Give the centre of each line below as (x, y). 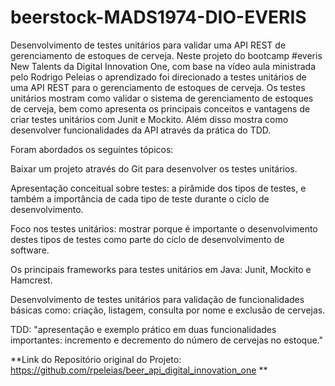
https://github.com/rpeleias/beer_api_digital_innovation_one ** (139, 370)
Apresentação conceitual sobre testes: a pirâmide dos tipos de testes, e (158, 188)
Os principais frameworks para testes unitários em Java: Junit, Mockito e (161, 269)
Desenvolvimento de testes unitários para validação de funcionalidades (157, 299)
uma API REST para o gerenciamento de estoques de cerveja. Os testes (158, 87)
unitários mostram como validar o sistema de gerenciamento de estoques (162, 98)
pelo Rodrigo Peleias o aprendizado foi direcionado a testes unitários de (158, 77)
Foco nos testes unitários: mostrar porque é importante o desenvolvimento (164, 228)
